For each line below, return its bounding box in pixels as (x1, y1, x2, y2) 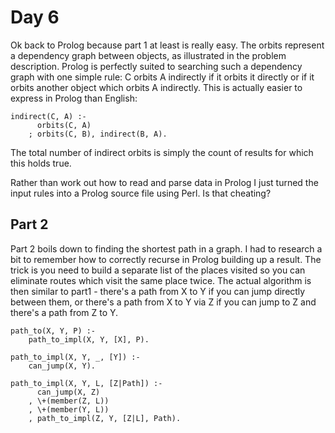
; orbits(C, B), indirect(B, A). (28, 129, 168, 139)
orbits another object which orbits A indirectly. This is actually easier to (10, 81, 303, 93)
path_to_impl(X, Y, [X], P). (28, 334, 150, 345)
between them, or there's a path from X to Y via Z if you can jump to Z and (10, 296, 317, 308)
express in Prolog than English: (10, 92, 138, 104)
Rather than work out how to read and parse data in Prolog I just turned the (10, 176, 319, 188)
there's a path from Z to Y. (10, 306, 119, 318)
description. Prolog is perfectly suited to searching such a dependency (10, 60, 303, 72)
